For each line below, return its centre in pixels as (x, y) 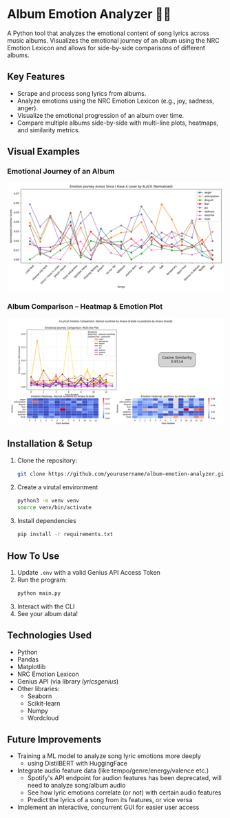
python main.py (39, 593)
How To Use (33, 556)
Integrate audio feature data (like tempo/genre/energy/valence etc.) (113, 770)
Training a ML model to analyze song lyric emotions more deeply (109, 756)
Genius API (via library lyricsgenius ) (68, 681)
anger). (28, 108)
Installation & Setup (50, 444)
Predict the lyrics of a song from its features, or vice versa (110, 800)
